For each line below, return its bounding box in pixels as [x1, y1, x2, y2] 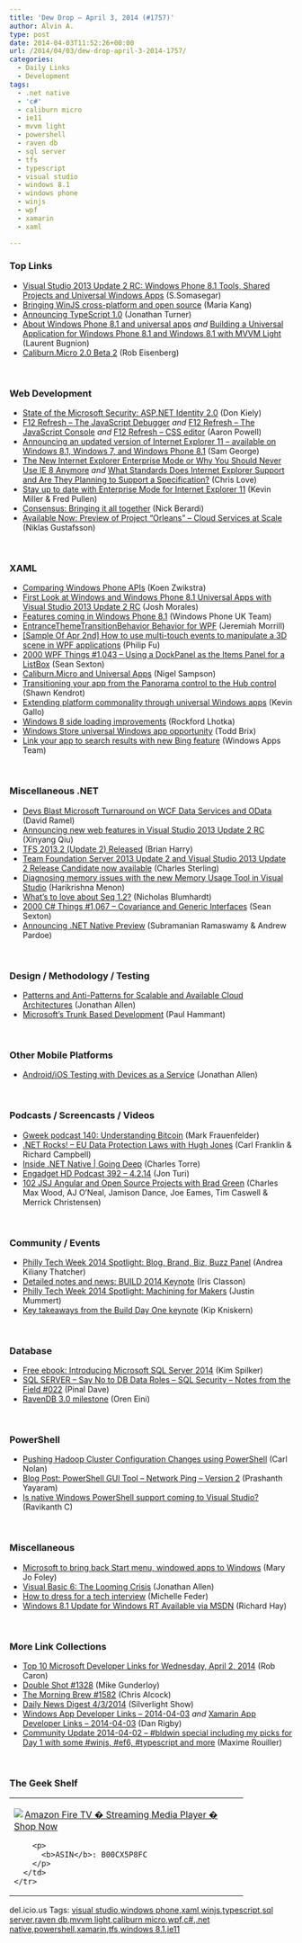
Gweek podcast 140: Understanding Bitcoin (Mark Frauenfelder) [22, 1130, 260, 1141]
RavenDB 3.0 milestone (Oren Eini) [22, 1393, 151, 1404]
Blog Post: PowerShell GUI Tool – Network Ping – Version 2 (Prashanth [22, 1473, 283, 1484]
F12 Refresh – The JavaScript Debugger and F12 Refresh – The [22, 417, 255, 428]
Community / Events [9, 1236, 101, 1249]
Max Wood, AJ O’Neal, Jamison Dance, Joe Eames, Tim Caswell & [22, 1186, 268, 1197]
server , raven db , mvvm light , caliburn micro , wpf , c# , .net [9, 1914, 210, 1925]
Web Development [9, 387, 93, 399]
